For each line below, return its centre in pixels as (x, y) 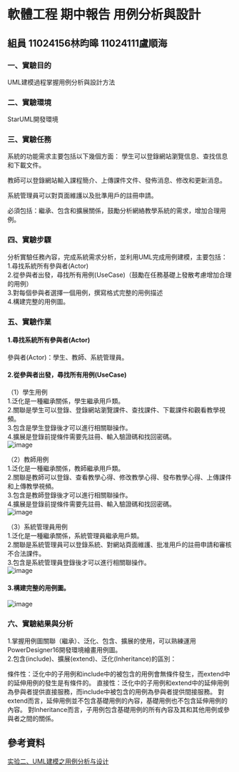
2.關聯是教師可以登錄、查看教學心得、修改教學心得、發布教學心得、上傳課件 (119, 477)
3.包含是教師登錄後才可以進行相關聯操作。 (70, 495)
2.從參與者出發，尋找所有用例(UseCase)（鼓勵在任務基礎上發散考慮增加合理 (119, 275)
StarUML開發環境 (33, 119)
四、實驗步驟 (30, 240)
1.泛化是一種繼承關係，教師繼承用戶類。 (66, 469)
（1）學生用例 (27, 392)
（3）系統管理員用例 (37, 527)
